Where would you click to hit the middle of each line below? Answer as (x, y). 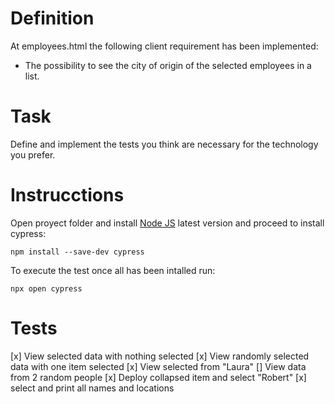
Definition (52, 18)
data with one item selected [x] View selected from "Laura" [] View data (158, 366)
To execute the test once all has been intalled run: (113, 270)
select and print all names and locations (92, 388)
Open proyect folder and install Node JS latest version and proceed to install (167, 223)
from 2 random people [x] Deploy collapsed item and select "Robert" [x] (158, 377)
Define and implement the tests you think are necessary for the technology (164, 144)
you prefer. (33, 154)
